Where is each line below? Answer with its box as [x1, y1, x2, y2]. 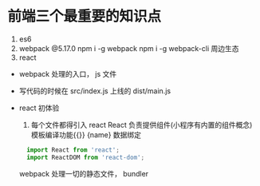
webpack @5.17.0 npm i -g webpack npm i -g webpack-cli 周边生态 [18, 43, 240, 53]
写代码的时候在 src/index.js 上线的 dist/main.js [18, 85, 171, 96]
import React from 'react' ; [26, 145, 120, 154]
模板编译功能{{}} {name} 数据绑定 [30, 129, 141, 140]
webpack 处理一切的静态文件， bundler [18, 168, 149, 178]
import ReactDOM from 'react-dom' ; [26, 153, 145, 161]
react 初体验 [18, 103, 60, 113]
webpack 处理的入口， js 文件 [18, 69, 117, 78]
